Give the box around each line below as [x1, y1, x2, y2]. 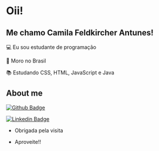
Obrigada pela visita [14, 127, 63, 134]
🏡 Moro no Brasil [6, 57, 46, 64]
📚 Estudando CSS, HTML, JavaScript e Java [6, 69, 114, 76]
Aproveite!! [14, 138, 41, 145]
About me [6, 88, 43, 99]
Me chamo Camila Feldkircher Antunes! [6, 28, 154, 38]
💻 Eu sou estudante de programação [6, 44, 97, 51]
